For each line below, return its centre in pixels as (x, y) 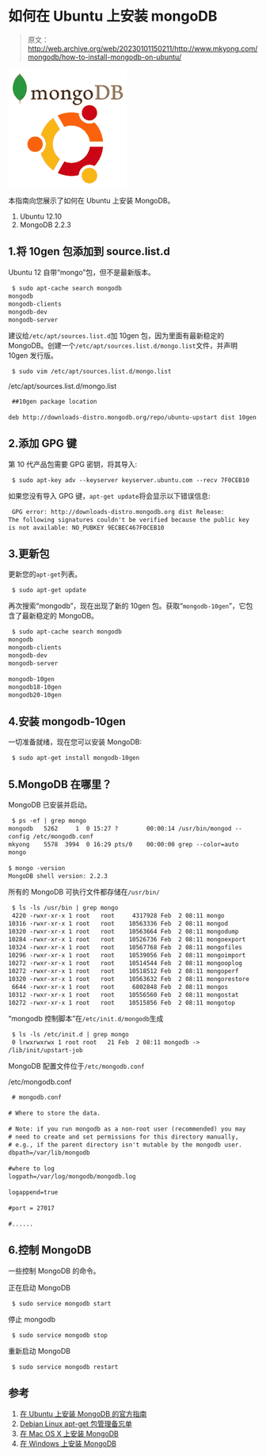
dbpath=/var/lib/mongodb (49, 1153)
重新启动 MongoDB (40, 1351)
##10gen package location (54, 401)
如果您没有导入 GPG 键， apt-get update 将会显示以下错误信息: (109, 496)
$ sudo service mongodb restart (65, 1367)
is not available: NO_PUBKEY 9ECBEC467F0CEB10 (86, 527)
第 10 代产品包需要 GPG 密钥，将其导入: (73, 464)
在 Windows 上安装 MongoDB (68, 1443)
